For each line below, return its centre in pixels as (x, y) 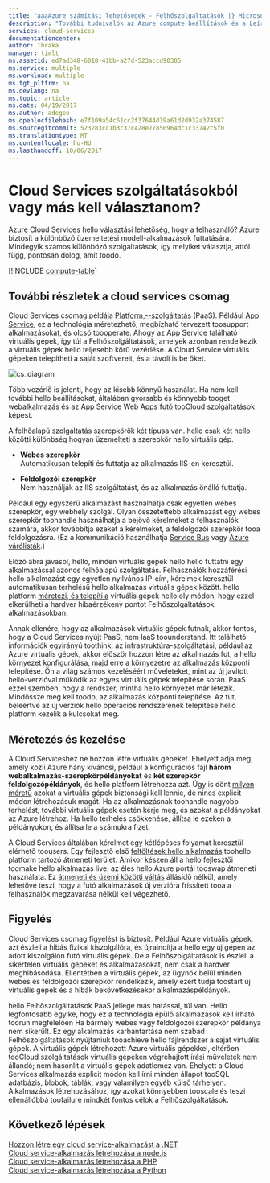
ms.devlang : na (34, 91)
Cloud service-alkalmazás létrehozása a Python (87, 1170)
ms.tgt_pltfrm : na (39, 83)
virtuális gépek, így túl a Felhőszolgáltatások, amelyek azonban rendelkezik (133, 341)
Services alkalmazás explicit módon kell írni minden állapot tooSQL (119, 1074)
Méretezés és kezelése (67, 739)
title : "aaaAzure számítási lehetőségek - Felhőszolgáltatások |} (122, 16)
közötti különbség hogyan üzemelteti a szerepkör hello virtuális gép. (121, 439)
